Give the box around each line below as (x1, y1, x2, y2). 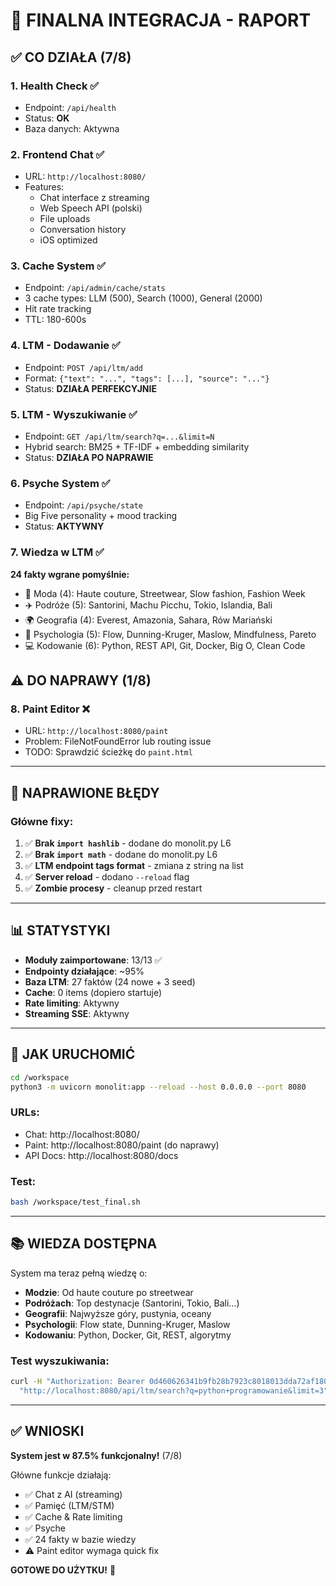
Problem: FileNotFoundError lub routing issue (24, 735, 212, 748)
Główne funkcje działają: (10, 1469, 112, 1481)
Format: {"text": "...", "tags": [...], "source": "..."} (24, 372, 270, 384)
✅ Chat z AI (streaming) (24, 1488, 123, 1500)
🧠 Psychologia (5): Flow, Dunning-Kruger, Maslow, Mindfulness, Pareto (24, 628, 317, 640)
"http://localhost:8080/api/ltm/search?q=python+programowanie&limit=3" (19, 1385, 329, 1396)
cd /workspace (10, 1072, 70, 1083)
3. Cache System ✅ (10, 259, 107, 273)
